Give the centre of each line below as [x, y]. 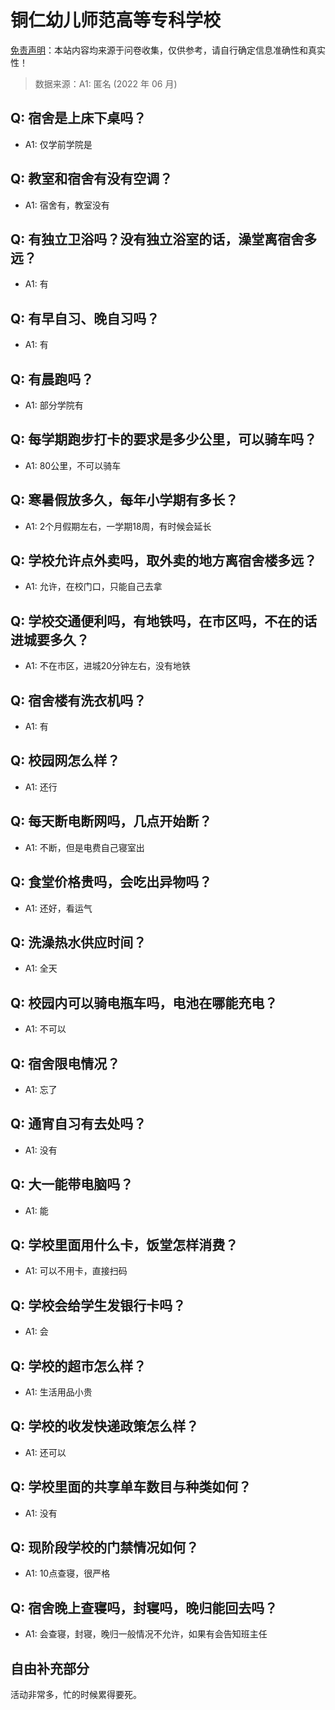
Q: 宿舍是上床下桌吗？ [78, 118]
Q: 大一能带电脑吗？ [72, 1184]
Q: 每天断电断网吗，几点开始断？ [111, 821]
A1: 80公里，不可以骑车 [73, 465]
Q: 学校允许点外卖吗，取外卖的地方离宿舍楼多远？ [164, 561]
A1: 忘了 [41, 1089]
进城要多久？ [50, 639]
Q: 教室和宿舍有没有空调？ [91, 179]
